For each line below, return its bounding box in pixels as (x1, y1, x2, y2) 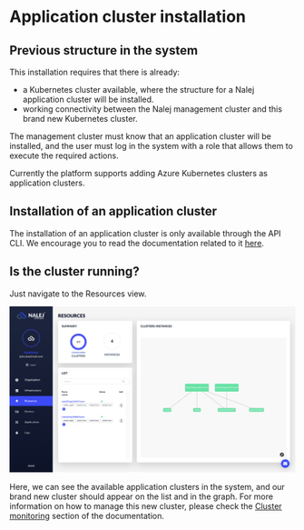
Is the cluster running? (9, 264, 140, 279)
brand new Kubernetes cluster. (22, 114, 138, 124)
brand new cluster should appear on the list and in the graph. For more (9, 491, 274, 502)
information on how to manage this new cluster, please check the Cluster (9, 501, 283, 512)
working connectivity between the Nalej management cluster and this (22, 104, 283, 115)
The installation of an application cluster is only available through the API (9, 227, 281, 238)
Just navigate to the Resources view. (9, 288, 147, 299)
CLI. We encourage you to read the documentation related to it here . (9, 237, 265, 248)
